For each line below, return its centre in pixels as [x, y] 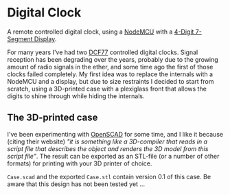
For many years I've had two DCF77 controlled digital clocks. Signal [103, 52]
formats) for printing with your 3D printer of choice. [80, 163]
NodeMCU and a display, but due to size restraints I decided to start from [111, 81]
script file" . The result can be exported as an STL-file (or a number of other [113, 156]
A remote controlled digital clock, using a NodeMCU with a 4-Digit [101, 32]
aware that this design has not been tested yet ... [76, 184]
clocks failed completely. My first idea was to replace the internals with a [110, 74]
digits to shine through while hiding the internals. [76, 96]
